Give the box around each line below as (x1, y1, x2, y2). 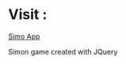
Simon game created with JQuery (8, 47, 118, 56)
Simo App (8, 32, 40, 41)
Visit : (8, 6, 48, 24)
